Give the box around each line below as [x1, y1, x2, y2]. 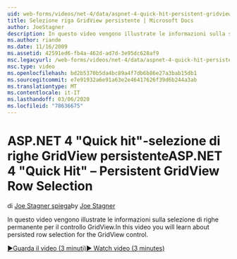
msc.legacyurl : [7, 57, 52, 64]
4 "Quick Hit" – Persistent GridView [7, 163, 220, 179]
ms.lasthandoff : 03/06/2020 [7, 96, 90, 103]
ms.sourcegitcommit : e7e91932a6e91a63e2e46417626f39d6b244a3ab [7, 76, 197, 84]
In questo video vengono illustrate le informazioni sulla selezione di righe [7, 215, 219, 224]
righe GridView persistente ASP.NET [7, 148, 223, 164]
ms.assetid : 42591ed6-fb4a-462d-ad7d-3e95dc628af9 [7, 50, 159, 57]
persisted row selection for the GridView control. [7, 230, 149, 238]
